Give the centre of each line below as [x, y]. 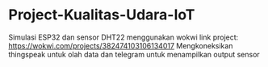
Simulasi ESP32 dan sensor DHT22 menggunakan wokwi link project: [124, 37]
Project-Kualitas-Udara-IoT [102, 15]
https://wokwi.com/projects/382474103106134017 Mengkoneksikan [121, 45]
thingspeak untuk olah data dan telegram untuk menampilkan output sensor [134, 54]
